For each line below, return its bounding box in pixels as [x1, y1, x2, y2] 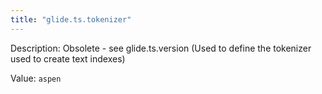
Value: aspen [10, 72, 62, 84]
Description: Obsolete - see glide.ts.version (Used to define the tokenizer [10, 42, 312, 54]
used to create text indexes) [10, 52, 126, 65]
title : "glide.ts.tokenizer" [10, 14, 132, 25]
